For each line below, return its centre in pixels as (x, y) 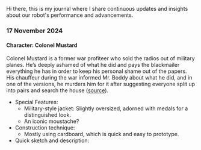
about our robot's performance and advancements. (70, 15)
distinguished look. (47, 115)
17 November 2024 (35, 31)
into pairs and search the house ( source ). (57, 90)
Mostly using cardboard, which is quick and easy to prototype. (101, 134)
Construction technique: (45, 128)
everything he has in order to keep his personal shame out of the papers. (97, 71)
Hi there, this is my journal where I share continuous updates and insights (97, 9)
